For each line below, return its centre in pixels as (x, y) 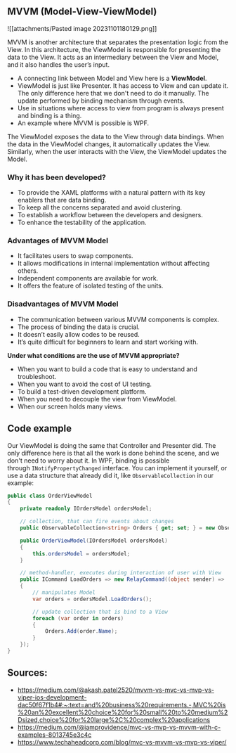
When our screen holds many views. (70, 406)
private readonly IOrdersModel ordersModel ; (86, 509)
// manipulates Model (64, 593)
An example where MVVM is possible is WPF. (83, 123)
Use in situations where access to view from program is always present (121, 108)
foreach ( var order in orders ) (78, 618)
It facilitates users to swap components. (75, 256)
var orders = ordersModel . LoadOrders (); (92, 599)
